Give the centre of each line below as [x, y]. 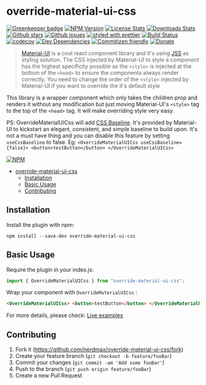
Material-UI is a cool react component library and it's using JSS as [105, 53]
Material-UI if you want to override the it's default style [91, 86]
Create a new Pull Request [49, 376]
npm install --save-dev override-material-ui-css [71, 236]
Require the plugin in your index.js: [50, 269]
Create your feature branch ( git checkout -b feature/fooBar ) [93, 356]
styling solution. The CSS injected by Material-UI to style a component [110, 59]
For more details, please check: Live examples [65, 315]
